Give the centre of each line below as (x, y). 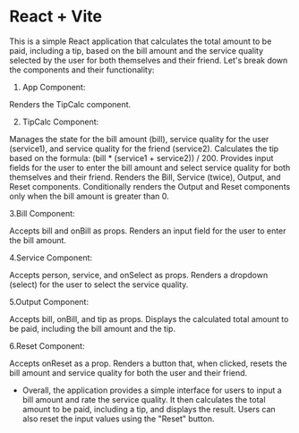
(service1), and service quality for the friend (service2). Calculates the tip (144, 149)
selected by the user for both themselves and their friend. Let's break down (149, 60)
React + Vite (56, 17)
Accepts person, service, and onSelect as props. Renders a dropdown (139, 275)
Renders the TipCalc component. (70, 104)
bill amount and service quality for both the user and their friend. (128, 372)
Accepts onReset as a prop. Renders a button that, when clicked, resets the (149, 363)
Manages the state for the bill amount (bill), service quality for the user (139, 139)
